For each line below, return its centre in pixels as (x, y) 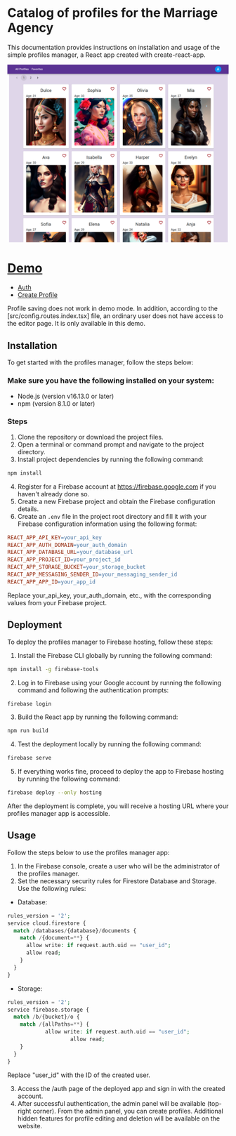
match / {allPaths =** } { (55, 1024)
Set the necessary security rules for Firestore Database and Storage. (117, 881)
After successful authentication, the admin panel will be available (111, 1103)
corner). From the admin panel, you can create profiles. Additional (128, 1111)
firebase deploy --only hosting (54, 793)
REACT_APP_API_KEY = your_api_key (54, 537)
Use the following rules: (52, 888)
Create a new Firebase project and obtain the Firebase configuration (116, 501)
